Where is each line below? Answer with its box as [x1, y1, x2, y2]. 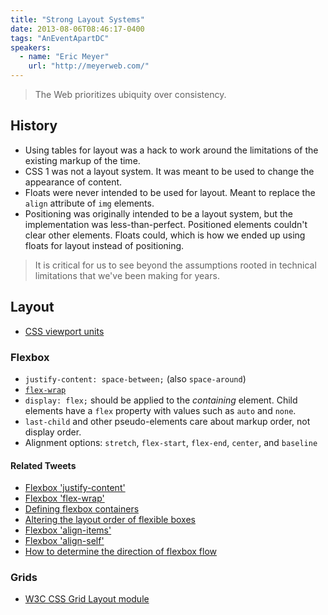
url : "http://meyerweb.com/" [28, 61, 150, 71]
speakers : [10, 42, 52, 53]
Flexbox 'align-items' [24, 524, 112, 536]
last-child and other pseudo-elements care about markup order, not [24, 415, 311, 427]
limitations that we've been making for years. [34, 269, 220, 281]
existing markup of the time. [24, 154, 141, 166]
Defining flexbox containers [24, 503, 140, 515]
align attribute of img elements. [24, 197, 155, 209]
